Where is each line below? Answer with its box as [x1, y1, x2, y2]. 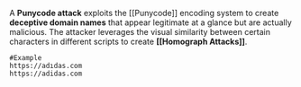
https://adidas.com [9, 69, 83, 78]
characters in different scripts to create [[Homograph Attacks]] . [9, 36, 248, 47]
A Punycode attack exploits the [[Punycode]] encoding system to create [9, 8, 279, 18]
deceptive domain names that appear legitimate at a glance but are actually [9, 17, 292, 28]
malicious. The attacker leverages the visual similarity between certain [9, 27, 270, 37]
